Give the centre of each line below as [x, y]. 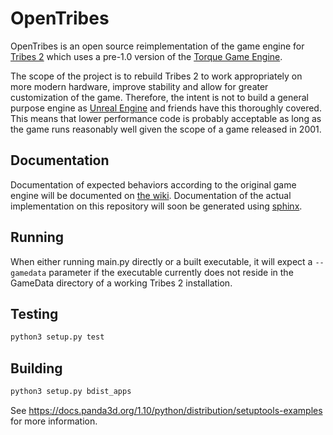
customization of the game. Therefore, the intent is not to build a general [159, 97]
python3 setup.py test [57, 337]
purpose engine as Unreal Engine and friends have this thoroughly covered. [166, 108]
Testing [34, 313]
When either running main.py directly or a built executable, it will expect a [161, 261]
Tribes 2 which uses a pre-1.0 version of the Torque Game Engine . [146, 56]
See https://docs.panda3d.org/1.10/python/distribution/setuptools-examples [166, 410]
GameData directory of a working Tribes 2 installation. [121, 283]
